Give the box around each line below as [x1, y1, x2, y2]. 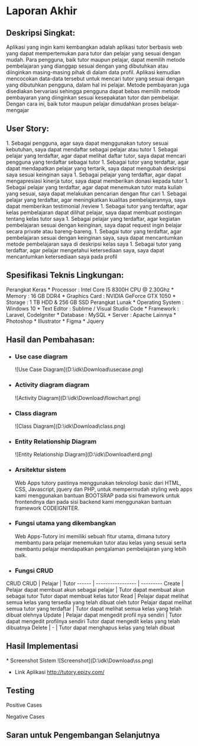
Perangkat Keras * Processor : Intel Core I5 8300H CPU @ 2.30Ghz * [6, 286, 174, 293]
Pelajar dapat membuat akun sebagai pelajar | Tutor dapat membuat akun [6, 586, 185, 593]
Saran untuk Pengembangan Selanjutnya [6, 730, 160, 740]
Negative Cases [6, 713, 45, 720]
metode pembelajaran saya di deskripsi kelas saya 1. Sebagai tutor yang [6, 240, 181, 247]
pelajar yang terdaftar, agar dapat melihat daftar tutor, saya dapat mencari [6, 152, 186, 159]
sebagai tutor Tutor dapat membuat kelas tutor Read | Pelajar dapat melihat [6, 592, 189, 600]
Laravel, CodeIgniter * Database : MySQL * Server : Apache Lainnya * [6, 311, 176, 318]
